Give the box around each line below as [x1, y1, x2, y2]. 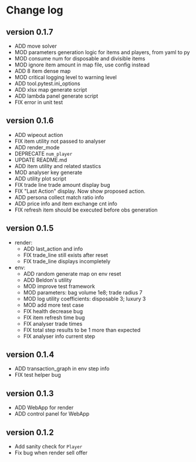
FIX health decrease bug [23, 307, 83, 314]
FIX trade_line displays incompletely [23, 257, 111, 265]
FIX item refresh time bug [23, 314, 85, 321]
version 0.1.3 [6, 389, 54, 399]
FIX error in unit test [14, 99, 63, 106]
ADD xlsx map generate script [14, 86, 87, 93]
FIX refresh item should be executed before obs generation [14, 206, 158, 213]
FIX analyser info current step [23, 333, 96, 340]
